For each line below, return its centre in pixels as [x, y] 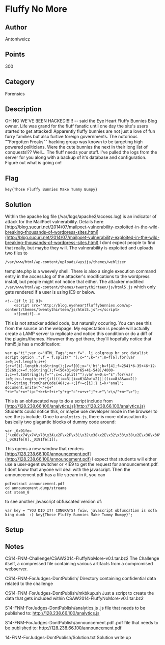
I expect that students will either [124, 459]
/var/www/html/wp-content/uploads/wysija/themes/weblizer [66, 262]
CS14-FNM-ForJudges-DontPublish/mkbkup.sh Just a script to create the [80, 593]
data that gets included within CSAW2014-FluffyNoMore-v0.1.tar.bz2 [74, 598]
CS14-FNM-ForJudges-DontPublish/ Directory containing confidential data [81, 579]
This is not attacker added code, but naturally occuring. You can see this [79, 323]
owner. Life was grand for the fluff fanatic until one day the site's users [77, 126]
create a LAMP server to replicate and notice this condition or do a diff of [79, 334]
